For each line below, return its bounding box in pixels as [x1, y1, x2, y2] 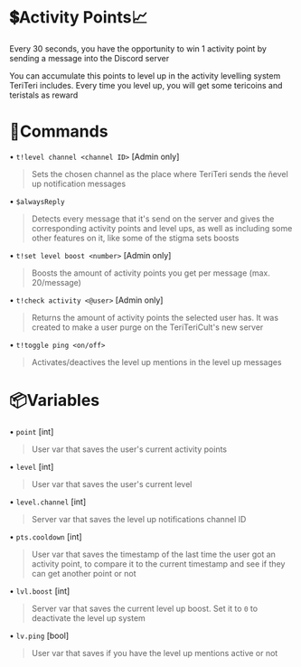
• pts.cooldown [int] [9, 531, 83, 542]
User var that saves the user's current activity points [31, 444, 228, 455]
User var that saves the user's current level [31, 478, 193, 489]
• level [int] [9, 461, 54, 472]
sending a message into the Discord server [9, 52, 170, 63]
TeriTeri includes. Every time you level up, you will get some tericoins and [9, 80, 283, 90]
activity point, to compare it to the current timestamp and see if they [31, 558, 286, 569]
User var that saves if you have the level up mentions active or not [31, 647, 278, 658]
